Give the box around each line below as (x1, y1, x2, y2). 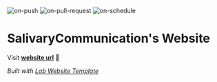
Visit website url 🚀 (7, 53, 60, 61)
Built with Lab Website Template (7, 66, 99, 75)
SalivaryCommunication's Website (7, 31, 211, 46)
